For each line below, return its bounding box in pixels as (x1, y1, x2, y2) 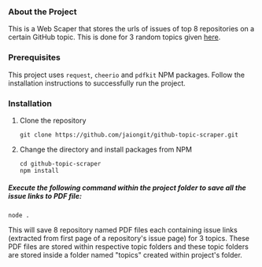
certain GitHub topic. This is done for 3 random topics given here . (8, 32, 221, 42)
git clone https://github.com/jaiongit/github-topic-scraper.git (19, 130, 238, 139)
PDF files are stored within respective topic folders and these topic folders (8, 242, 249, 251)
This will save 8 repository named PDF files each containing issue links (8, 225, 238, 234)
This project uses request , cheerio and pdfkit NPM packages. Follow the (8, 70, 245, 79)
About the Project (8, 6, 77, 17)
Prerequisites (8, 52, 61, 63)
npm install (19, 166, 59, 174)
